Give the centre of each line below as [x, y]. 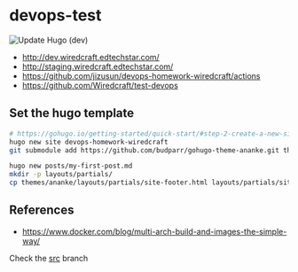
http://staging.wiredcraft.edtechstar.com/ [98, 66]
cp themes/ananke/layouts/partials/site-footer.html [109, 183]
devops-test [55, 16]
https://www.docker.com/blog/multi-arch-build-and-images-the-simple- [154, 231]
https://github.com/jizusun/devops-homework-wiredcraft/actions [141, 75]
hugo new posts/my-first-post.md [71, 166]
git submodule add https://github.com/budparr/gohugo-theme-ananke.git [144, 150]
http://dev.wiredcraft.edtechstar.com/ [90, 57]
